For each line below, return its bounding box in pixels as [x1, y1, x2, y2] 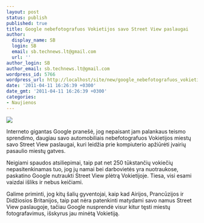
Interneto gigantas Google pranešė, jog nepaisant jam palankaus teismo [6, 127, 186, 135]
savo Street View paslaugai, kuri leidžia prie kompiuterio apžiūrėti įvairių [6, 141, 186, 148]
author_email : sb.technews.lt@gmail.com [6, 65, 110, 72]
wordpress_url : [6, 77, 45, 83]
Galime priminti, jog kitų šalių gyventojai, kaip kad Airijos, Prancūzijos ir [6, 190, 184, 197]
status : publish [6, 15, 47, 21]
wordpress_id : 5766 [6, 71, 56, 77]
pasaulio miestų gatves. [6, 147, 66, 154]
